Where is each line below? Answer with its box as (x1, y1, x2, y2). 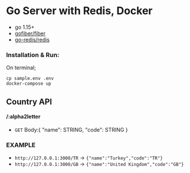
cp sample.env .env (6, 75, 54, 82)
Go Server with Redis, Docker (6, 4, 153, 18)
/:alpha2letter (6, 113, 41, 120)
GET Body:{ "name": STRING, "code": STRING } (14, 126, 128, 133)
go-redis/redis (14, 36, 50, 43)
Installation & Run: (6, 51, 60, 59)
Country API (6, 97, 52, 107)
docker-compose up (6, 81, 51, 86)
